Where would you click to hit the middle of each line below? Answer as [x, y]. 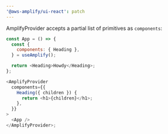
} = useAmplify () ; [34, 55]
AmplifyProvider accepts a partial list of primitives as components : [84, 28]
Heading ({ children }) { [47, 92]
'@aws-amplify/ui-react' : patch [45, 11]
